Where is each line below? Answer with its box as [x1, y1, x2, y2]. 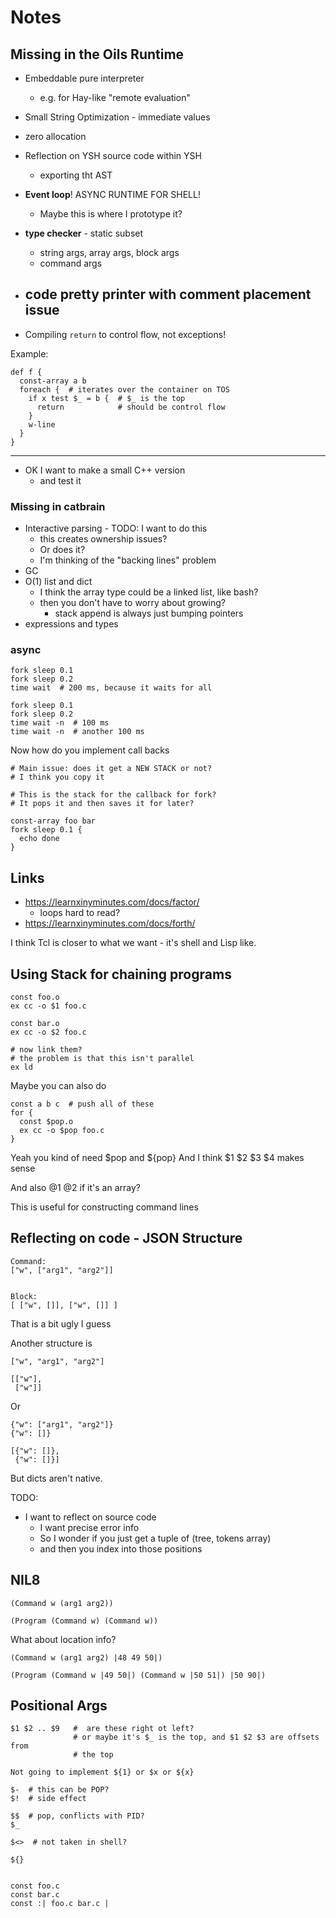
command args [39, 257, 103, 269]
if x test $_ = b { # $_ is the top [28, 393, 186, 403]
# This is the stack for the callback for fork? [10, 790, 217, 800]
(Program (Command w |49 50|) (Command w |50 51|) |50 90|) [10, 1670, 267, 1680]
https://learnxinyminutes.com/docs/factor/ [24, 896, 200, 908]
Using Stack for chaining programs [10, 966, 232, 983]
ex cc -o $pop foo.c [19, 1126, 105, 1136]
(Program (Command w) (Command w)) [10, 1616, 159, 1626]
